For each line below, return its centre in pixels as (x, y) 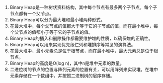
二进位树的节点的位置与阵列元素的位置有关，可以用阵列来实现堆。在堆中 (84, 69)
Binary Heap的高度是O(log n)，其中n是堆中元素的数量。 (67, 63)
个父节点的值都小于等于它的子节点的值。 (51, 32)
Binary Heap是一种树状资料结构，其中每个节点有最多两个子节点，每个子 (83, 7)
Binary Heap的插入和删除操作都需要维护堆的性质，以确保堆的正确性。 (81, 38)
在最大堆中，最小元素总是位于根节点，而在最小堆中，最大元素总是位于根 (84, 51)
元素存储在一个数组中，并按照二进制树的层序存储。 (62, 76)
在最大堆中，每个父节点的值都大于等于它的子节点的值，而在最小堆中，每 (84, 26)
